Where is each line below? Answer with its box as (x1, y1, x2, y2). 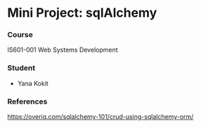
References (7, 97, 48, 106)
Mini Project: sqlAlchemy (7, 5, 157, 21)
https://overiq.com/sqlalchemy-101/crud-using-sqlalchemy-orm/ (7, 113, 194, 121)
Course (7, 30, 33, 40)
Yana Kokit (17, 79, 49, 87)
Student (7, 63, 36, 73)
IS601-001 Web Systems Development (7, 45, 118, 54)
